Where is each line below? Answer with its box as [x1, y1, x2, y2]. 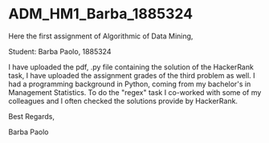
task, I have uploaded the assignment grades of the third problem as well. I [8, 70, 255, 80]
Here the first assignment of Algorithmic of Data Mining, [8, 31, 194, 41]
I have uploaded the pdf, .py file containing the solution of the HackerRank [8, 62, 255, 72]
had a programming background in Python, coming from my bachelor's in [8, 79, 251, 89]
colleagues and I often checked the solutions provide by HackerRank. [8, 96, 238, 105]
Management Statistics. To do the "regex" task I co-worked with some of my [8, 87, 262, 97]
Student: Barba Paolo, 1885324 [8, 46, 112, 56]
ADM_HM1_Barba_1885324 [8, 5, 194, 23]
